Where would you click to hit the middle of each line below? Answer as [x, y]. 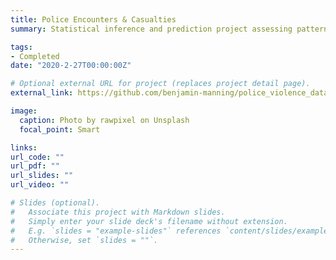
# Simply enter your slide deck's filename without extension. [149, 221]
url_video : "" [40, 185]
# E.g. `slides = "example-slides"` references [116, 231]
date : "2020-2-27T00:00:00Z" [71, 66]
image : [24, 111]
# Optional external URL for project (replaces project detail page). [160, 84]
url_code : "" [37, 157]
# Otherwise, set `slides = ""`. [84, 240]
